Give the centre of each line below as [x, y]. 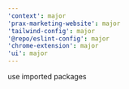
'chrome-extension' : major [53, 46]
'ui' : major [28, 53]
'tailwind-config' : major [51, 31]
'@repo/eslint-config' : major [59, 38]
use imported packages [47, 76]
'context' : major [37, 16]
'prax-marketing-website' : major [64, 23]
